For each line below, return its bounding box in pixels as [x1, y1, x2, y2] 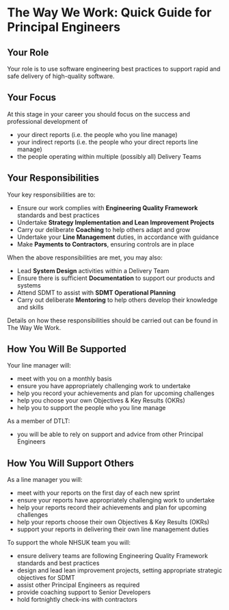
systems [16, 281, 41, 289]
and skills [16, 303, 44, 311]
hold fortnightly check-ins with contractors [16, 596, 138, 604]
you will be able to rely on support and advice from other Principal [16, 430, 204, 439]
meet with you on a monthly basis [16, 374, 112, 383]
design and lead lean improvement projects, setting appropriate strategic [16, 566, 223, 574]
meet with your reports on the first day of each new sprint [16, 489, 180, 497]
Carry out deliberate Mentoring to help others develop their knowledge [16, 296, 218, 304]
